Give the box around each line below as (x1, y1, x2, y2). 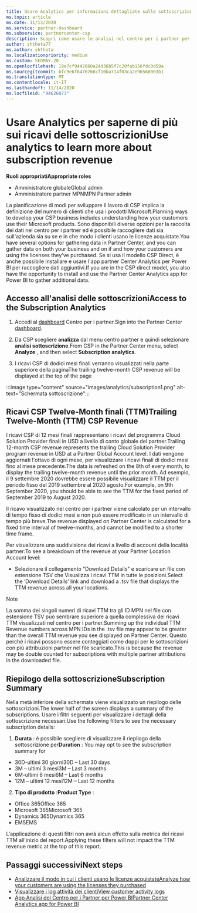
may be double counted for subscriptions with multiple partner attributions (6, 651, 186, 658)
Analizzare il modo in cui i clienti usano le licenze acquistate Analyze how (14, 875, 191, 882)
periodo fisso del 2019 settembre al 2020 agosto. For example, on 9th (6, 481, 174, 488)
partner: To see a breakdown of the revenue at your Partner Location (6, 548, 171, 555)
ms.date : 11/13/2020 (6, 19, 57, 25)
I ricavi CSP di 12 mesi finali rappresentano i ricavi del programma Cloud (6, 432, 181, 439)
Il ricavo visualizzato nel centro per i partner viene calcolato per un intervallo (6, 506, 191, 513)
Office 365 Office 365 (14, 800, 66, 807)
